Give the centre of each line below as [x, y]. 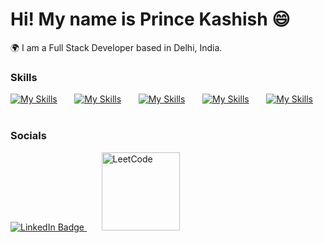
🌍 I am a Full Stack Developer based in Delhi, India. [116, 47]
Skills [24, 77]
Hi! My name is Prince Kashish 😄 [150, 19]
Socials [28, 136]
